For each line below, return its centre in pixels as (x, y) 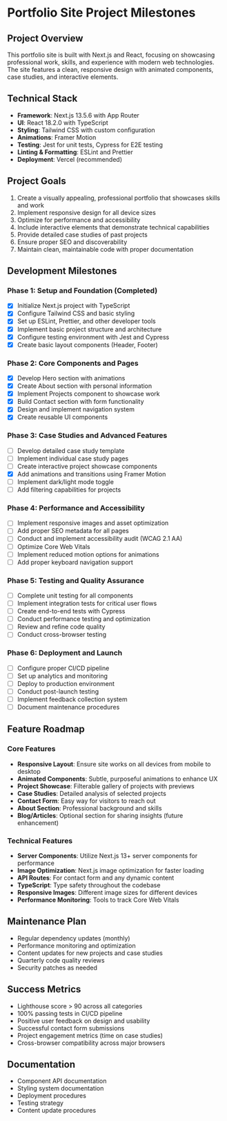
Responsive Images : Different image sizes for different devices (107, 893)
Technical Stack (42, 99)
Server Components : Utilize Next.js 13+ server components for (107, 856)
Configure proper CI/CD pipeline (63, 668)
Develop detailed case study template (71, 450)
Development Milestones (62, 271)
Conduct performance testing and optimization (83, 619)
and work (31, 205)
